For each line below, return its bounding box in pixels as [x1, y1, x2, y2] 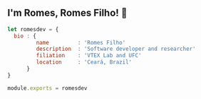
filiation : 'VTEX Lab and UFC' [36, 52, 142, 59]
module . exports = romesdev [7, 84, 88, 92]
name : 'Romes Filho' [36, 39, 126, 46]
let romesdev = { [7, 25, 59, 33]
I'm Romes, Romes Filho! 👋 [7, 7, 128, 19]
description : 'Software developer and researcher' [36, 45, 196, 53]
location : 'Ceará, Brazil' [36, 59, 133, 66]
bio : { [14, 33, 37, 40]
